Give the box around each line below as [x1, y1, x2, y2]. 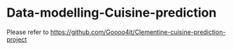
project [6, 35, 27, 43]
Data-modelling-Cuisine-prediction [6, 5, 217, 21]
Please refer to [6, 28, 50, 36]
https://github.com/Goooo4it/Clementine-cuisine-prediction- [50, 28, 226, 36]
